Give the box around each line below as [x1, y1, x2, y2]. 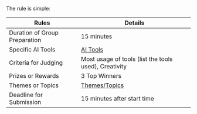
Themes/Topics [81, 81, 124, 89]
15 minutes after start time [81, 95, 154, 102]
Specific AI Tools [9, 46, 56, 53]
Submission [9, 98, 42, 106]
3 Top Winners [81, 72, 122, 80]
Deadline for [9, 91, 43, 99]
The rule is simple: [6, 5, 51, 12]
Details [124, 19, 145, 27]
